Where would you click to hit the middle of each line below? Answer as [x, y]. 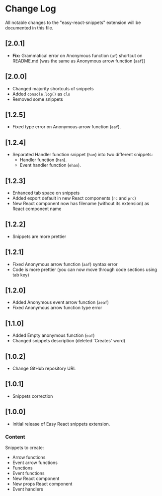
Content [15, 437]
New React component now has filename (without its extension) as [81, 203]
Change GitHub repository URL [44, 369]
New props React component [42, 484]
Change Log [31, 9]
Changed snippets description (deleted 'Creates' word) [69, 341]
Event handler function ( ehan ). [50, 165]
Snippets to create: [25, 448]
